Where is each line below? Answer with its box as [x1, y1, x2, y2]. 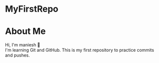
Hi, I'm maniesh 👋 [5, 42, 40, 48]
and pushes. [5, 52, 30, 58]
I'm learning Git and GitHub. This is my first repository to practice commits [5, 47, 155, 53]
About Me [5, 26, 46, 37]
